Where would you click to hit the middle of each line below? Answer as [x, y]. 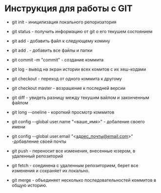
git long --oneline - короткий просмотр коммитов [63, 112]
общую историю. [29, 185]
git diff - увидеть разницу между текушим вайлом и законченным [80, 97]
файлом [20, 102]
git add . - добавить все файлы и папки [52, 50]
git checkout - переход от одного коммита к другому [67, 78]
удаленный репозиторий [37, 156]
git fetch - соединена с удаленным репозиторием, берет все [75, 165]
